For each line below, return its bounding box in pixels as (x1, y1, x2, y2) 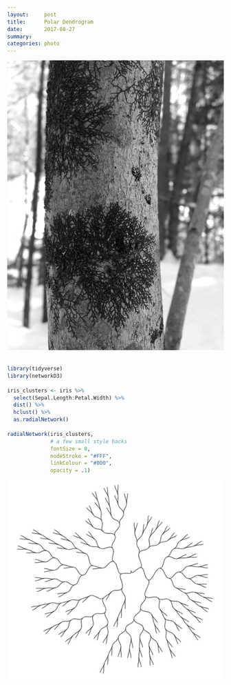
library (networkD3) (7, 373, 63, 379)
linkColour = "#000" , (50, 459, 112, 467)
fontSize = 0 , (50, 445, 91, 452)
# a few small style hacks (50, 438, 128, 445)
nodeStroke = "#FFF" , (50, 453, 112, 459)
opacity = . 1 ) (50, 467, 91, 474)
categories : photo (7, 40, 60, 48)
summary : (7, 33, 32, 40)
